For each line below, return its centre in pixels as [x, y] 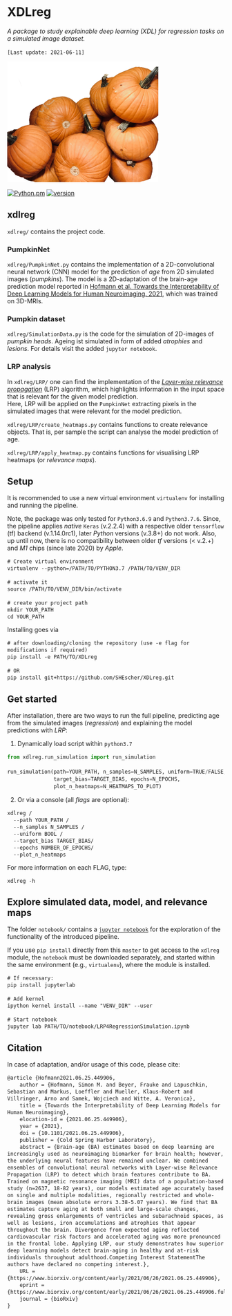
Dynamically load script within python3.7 [75, 744]
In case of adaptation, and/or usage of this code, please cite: [94, 1065]
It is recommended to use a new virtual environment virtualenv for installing [116, 498]
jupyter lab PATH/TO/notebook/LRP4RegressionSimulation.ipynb [98, 1027]
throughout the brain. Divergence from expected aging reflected [103, 1230]
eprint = [32, 1286]
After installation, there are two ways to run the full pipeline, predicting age [113, 716]
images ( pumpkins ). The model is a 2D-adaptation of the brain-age [103, 279]
